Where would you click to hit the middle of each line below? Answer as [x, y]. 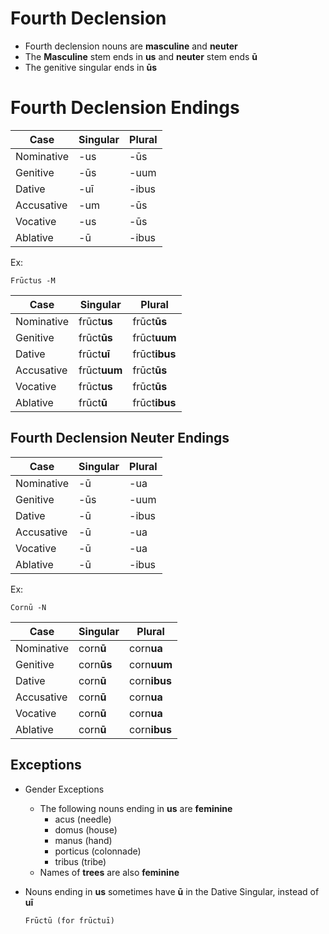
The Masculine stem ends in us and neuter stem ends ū [141, 56]
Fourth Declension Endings [125, 108]
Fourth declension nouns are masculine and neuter [131, 46]
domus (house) [86, 829]
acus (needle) [83, 819]
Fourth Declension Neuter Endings [120, 438]
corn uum [151, 664]
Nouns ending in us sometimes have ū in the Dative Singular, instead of [172, 891]
